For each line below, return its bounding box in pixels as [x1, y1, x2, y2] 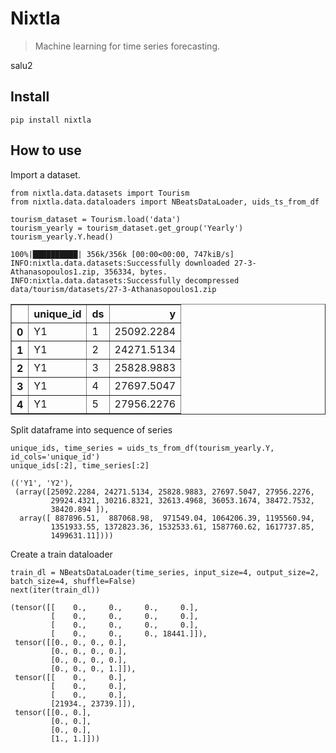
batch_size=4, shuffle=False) [10, 576, 137, 586]
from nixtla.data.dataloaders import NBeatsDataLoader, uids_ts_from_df [10, 197, 320, 207]
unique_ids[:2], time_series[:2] [10, 460, 150, 471]
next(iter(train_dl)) [10, 585, 101, 595]
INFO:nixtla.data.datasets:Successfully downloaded [10, 258, 230, 268]
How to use [10, 142, 82, 159]
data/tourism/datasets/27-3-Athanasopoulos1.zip [10, 284, 217, 294]
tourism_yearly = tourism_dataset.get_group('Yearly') [10, 223, 244, 233]
